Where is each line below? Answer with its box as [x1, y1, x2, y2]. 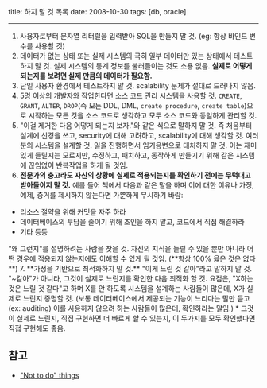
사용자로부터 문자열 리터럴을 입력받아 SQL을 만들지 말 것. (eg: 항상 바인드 [19, 31, 248, 41]
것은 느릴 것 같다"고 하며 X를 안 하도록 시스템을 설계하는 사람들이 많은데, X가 [8, 284, 246, 293]
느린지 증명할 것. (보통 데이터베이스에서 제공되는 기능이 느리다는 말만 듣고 [22, 293, 250, 303]
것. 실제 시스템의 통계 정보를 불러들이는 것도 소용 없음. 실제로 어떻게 [43, 61, 253, 70]
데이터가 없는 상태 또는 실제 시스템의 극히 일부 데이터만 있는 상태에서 [19, 51, 232, 60]
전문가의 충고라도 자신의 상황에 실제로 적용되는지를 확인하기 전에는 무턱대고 [19, 170, 252, 180]
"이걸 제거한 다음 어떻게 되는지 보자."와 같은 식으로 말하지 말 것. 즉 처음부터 [19, 121, 253, 130]
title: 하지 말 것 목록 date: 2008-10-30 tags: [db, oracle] [8, 7, 187, 16]
